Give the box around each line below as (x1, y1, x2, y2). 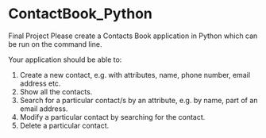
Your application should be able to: (8, 55, 122, 64)
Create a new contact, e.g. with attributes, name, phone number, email (19, 70, 251, 79)
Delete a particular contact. (19, 121, 110, 130)
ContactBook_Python (8, 5, 152, 23)
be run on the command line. (8, 39, 102, 48)
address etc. (19, 79, 61, 88)
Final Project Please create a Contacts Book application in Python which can (8, 31, 258, 40)
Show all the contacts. (19, 86, 93, 96)
